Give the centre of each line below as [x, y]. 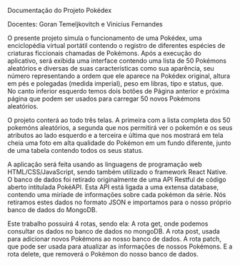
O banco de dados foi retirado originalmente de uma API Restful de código [117, 179]
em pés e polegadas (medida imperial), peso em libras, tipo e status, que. [115, 84]
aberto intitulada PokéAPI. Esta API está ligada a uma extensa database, [113, 187]
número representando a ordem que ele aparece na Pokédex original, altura [119, 76]
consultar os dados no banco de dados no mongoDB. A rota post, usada [114, 231]
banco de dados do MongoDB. [52, 210]
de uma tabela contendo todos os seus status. [76, 150]
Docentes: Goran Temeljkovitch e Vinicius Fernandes [85, 24]
